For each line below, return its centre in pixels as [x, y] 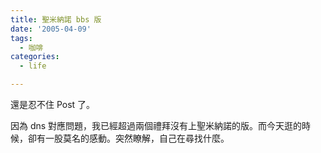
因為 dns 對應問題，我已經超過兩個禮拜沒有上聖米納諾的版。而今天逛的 [156, 125]
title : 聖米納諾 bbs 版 [56, 19]
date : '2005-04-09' [51, 29]
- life [33, 66]
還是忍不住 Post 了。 [53, 104]
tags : [21, 38]
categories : [35, 57]
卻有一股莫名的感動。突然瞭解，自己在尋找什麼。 [128, 138]
